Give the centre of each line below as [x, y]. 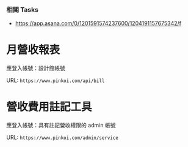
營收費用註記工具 [49, 107]
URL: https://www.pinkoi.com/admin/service [63, 138]
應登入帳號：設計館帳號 [36, 68]
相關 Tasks [22, 9]
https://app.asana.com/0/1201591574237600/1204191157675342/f [98, 23]
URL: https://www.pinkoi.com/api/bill [56, 80]
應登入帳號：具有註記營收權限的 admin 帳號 [61, 125]
